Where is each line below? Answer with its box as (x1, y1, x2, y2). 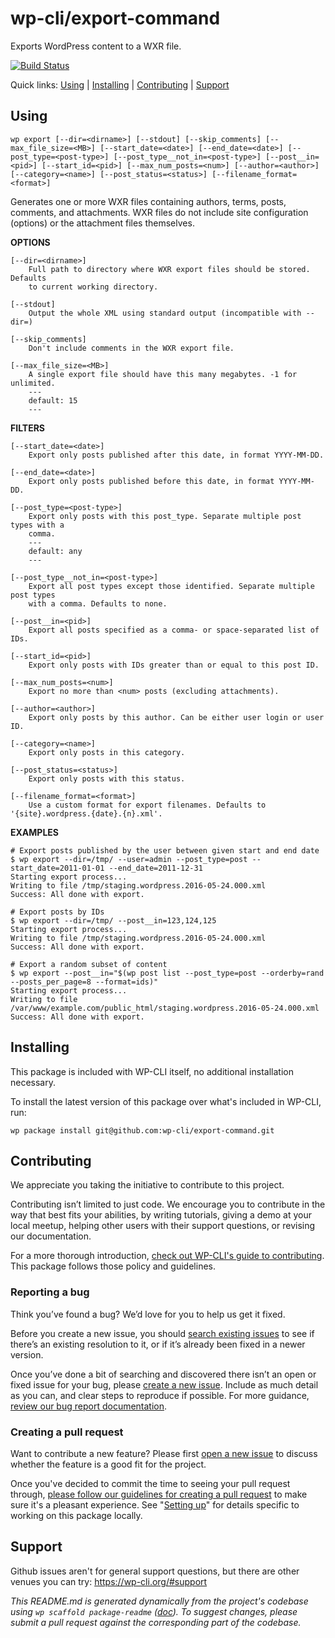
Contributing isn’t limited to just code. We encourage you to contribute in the (10, 1198, 326, 1211)
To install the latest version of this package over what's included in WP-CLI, (10, 1095, 322, 1107)
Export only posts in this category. (28, 747, 186, 757)
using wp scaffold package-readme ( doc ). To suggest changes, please (10, 1605, 298, 1617)
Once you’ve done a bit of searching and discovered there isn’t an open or (10, 1368, 317, 1380)
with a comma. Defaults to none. (28, 598, 168, 609)
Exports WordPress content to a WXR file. (10, 40, 182, 52)
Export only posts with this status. (28, 773, 186, 784)
